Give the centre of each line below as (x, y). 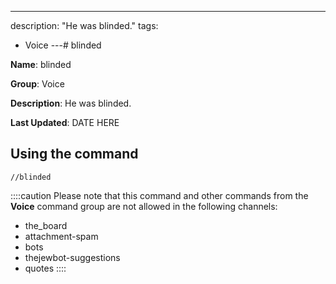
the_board (46, 225)
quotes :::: (45, 268)
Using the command (74, 154)
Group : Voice (37, 84)
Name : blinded (41, 64)
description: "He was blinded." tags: (84, 25)
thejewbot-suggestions (72, 257)
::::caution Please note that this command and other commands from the (159, 195)
